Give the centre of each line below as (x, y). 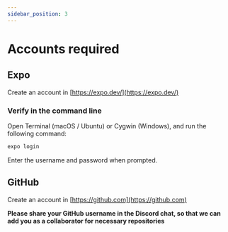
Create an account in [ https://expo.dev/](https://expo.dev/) (93, 92)
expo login (23, 146)
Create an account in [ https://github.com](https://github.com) (97, 199)
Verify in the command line (55, 111)
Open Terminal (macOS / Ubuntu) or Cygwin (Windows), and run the (107, 126)
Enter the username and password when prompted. (82, 160)
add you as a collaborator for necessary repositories (86, 221)
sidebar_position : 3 (38, 14)
